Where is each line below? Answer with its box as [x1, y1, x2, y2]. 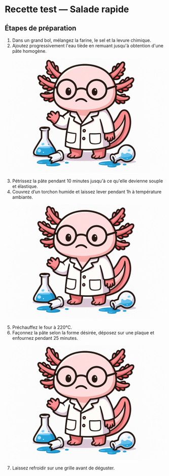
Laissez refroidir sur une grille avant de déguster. [12, 465, 115, 471]
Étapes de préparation [5, 24, 77, 33]
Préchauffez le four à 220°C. [12, 324, 72, 330]
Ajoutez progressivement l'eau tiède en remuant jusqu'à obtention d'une [12, 43, 163, 49]
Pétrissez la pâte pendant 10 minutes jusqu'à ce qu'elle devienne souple [12, 178, 163, 184]
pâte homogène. [12, 48, 47, 54]
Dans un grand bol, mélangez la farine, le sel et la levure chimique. [12, 37, 152, 43]
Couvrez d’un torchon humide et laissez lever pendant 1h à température [12, 189, 162, 195]
